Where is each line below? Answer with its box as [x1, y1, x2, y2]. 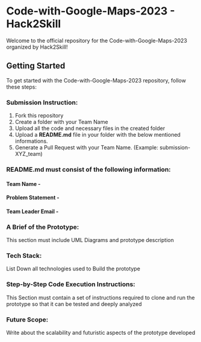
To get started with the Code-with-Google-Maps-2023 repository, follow [6, 76, 187, 84]
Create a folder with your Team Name [14, 119, 108, 126]
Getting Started [6, 61, 66, 71]
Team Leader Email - [6, 208, 59, 215]
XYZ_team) [14, 151, 43, 158]
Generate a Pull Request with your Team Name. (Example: [14, 144, 158, 151]
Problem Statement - [6, 194, 60, 201]
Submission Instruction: [6, 98, 78, 107]
